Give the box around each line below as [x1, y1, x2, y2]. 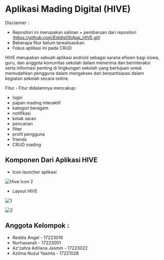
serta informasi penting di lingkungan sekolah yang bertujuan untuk [5, 65, 142, 71]
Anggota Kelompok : [5, 222, 69, 230]
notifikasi [12, 110, 31, 116]
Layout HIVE [12, 188, 38, 194]
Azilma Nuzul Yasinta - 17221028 [12, 250, 79, 256]
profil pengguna [12, 131, 45, 137]
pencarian [12, 121, 33, 127]
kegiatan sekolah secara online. [5, 75, 69, 81]
